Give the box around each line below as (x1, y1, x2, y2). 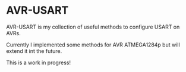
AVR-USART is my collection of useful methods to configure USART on (6, 23, 180, 30)
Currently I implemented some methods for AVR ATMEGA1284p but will (6, 41, 180, 48)
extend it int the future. (6, 47, 62, 54)
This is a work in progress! (6, 59, 71, 66)
